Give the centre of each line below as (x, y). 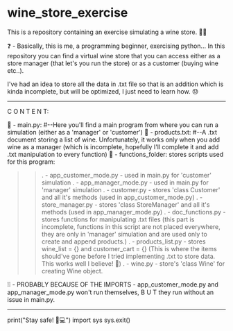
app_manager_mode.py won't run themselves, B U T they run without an (111, 292)
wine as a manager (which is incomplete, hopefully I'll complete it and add (113, 146)
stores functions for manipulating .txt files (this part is (118, 219)
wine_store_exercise (68, 13)
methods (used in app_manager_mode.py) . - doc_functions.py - (133, 212)
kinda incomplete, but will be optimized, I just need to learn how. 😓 (103, 91)
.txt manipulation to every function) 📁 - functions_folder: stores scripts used (115, 154)
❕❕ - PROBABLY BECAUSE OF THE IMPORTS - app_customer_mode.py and (113, 284)
